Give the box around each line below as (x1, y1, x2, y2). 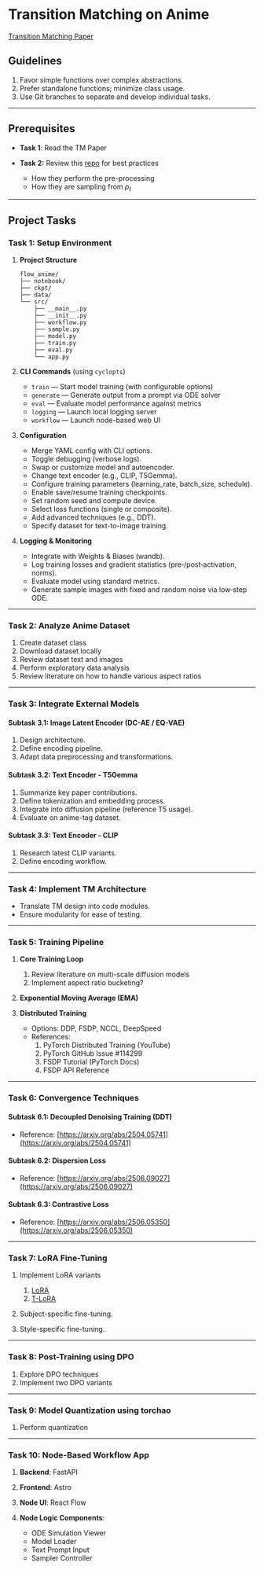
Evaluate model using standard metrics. (31, 576, 159, 586)
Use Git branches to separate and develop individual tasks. (19, 92, 211, 101)
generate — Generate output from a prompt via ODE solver (31, 391, 222, 400)
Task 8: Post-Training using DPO (8, 1351, 135, 1362)
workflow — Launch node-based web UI (31, 415, 161, 425)
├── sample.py (34, 325, 80, 333)
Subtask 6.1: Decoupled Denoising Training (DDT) (8, 1112, 173, 1121)
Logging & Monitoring (19, 536, 93, 546)
